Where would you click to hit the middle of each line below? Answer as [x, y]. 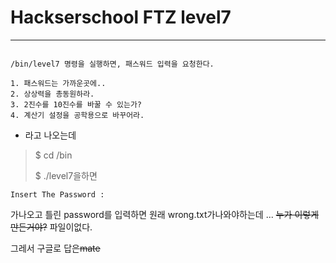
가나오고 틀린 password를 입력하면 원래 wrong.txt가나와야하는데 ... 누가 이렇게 [165, 214]
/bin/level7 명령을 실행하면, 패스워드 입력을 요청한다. [112, 64]
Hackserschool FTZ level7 [121, 17]
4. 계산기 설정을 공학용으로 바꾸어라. [77, 115]
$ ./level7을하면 [66, 175]
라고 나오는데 [50, 135]
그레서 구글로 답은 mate [55, 248]
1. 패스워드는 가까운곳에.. [58, 83]
